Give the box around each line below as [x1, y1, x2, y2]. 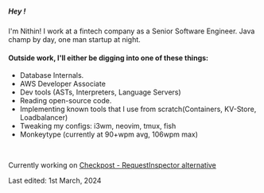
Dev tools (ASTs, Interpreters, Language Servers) [19, 87, 181, 97]
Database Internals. [19, 71, 84, 80]
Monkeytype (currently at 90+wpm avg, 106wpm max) [19, 129, 199, 139]
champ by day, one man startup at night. [8, 34, 141, 44]
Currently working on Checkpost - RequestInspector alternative [8, 160, 217, 170]
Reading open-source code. [19, 96, 112, 106]
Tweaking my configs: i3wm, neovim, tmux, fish [19, 122, 177, 131]
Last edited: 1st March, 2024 [8, 176, 102, 186]
